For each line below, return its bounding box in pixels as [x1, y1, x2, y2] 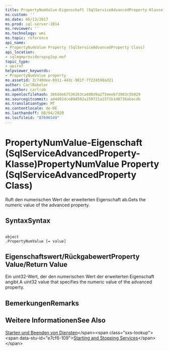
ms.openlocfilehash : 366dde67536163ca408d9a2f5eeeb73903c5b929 [5, 92, 141, 97]
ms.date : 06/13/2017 [5, 17, 49, 22]
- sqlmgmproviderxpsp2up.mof [5, 54, 66, 60]
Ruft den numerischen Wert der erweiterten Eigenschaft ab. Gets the [5, 196, 146, 202]
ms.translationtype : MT [5, 101, 55, 106]
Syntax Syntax [5, 216, 51, 225]
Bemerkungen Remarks [5, 299, 79, 308]
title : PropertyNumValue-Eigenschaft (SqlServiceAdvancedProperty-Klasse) [5, 7, 165, 13]
